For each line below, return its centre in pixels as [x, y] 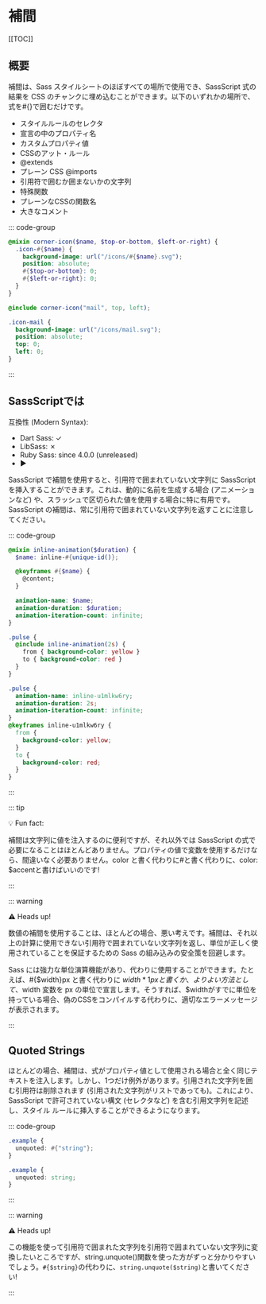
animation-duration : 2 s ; [56, 703]
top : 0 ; [28, 344]
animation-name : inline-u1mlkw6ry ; [74, 696]
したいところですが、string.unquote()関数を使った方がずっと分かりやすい [135, 1257]
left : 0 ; [30, 352]
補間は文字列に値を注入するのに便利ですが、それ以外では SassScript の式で [132, 840]
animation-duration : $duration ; [69, 608]
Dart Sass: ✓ [40, 437]
